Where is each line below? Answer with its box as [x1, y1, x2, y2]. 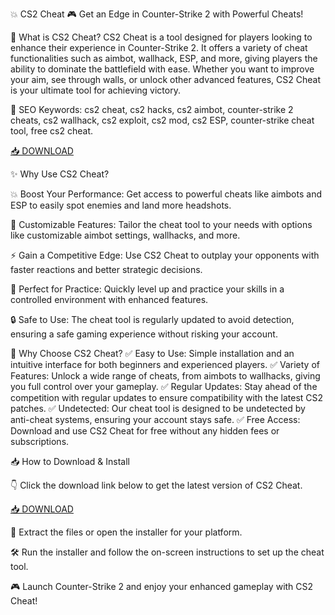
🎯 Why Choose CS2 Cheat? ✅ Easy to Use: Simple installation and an [10, 348, 295, 359]
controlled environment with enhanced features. [10, 294, 209, 305]
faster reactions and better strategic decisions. [10, 264, 203, 275]
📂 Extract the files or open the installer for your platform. [10, 526, 243, 538]
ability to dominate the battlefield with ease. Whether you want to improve [10, 63, 315, 75]
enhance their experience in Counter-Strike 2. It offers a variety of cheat [10, 42, 308, 53]
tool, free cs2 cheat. [10, 125, 93, 137]
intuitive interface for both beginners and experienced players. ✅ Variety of [10, 359, 320, 370]
